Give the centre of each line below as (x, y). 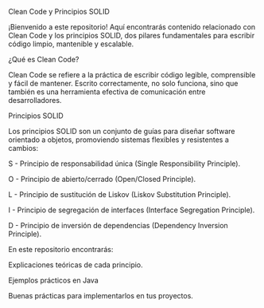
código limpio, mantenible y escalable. (71, 44)
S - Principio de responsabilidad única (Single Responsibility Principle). (124, 164)
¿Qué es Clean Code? (44, 59)
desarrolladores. (35, 100)
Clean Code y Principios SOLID (59, 12)
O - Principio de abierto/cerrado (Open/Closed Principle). (102, 179)
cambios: (23, 148)
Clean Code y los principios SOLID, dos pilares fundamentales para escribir (132, 36)
